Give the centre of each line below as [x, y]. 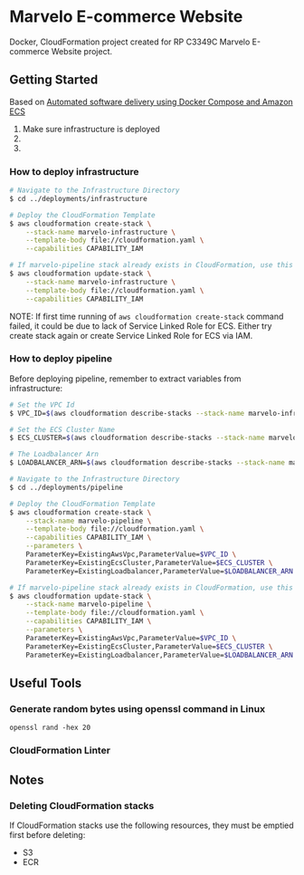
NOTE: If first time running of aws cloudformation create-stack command [147, 316]
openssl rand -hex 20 [50, 728]
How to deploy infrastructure [74, 171]
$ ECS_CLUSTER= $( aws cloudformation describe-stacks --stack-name [137, 438]
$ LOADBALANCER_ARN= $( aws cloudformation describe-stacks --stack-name [147, 463]
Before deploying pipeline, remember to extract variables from [125, 379]
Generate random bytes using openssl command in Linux [137, 708]
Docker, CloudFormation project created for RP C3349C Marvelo [130, 42]
